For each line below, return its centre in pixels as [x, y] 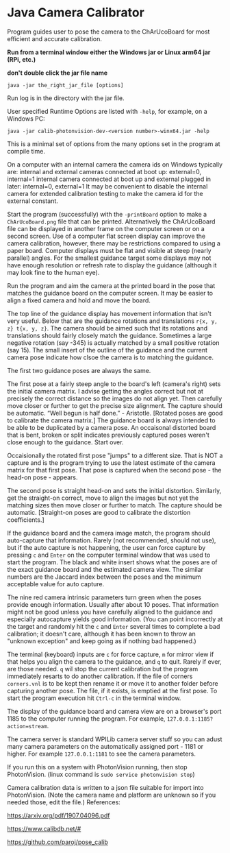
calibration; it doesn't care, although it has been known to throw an [102, 634]
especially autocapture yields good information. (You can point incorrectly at [115, 619]
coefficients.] [26, 520]
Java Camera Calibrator [76, 13]
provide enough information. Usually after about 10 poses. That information [113, 604]
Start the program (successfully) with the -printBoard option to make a [107, 214]
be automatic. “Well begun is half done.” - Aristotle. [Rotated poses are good [115, 413]
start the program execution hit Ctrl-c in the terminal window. [94, 698]
